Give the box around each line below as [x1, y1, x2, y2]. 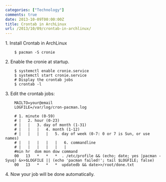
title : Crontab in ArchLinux [5, 21, 67, 27]
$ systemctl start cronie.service [14, 73, 87, 78]
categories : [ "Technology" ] [5, 7, 65, 13]
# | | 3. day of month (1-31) [14, 122, 87, 128]
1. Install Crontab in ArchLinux [5, 40, 67, 46]
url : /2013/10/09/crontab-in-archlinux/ [5, 26, 92, 31]
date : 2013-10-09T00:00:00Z [5, 17, 65, 22]
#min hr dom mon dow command [14, 149, 78, 154]
